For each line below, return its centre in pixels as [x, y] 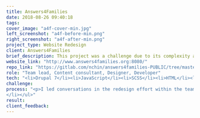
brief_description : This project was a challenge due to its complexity [98, 56]
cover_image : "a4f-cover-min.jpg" [49, 28]
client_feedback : [28, 106]
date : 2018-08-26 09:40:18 [40, 17]
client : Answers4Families [38, 51]
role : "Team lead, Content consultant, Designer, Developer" [84, 73]
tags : [13, 23]
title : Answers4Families [37, 12]
